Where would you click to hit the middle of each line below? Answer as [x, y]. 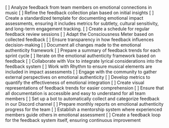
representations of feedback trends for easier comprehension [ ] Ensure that [84, 88]
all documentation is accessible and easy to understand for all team [75, 93]
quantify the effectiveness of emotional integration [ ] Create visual [75, 82]
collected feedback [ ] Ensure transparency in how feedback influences [79, 39]
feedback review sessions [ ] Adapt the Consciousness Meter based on [79, 34]
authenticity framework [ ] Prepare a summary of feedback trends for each [83, 50]
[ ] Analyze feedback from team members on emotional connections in [79, 7]
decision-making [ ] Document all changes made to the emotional [73, 45]
